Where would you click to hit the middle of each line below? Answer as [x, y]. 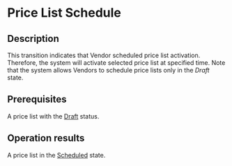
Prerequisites [37, 99]
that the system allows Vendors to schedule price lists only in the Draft [109, 70]
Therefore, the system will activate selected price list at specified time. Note [116, 63]
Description [33, 39]
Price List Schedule [64, 13]
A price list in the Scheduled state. [56, 155]
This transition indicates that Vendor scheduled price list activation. [104, 55]
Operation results [46, 138]
